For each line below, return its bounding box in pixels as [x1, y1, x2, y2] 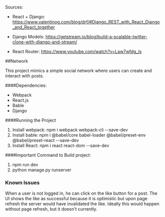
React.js [12, 97, 29, 103]
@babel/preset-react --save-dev [12, 138, 79, 143]
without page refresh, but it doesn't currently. [5, 206, 98, 212]
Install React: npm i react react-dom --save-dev [12, 143, 109, 148]
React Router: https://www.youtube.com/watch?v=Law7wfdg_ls [12, 49, 142, 54]
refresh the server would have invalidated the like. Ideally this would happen [5, 201, 160, 207]
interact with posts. [5, 73, 44, 78]
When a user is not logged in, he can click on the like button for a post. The [5, 190, 158, 196]
